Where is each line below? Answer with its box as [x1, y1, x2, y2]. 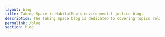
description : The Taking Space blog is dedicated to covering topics [5, 16, 151, 21]
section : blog [5, 25, 34, 30]
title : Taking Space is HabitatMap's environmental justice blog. [5, 12, 144, 16]
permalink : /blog [5, 20, 41, 25]
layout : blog [5, 7, 32, 12]
